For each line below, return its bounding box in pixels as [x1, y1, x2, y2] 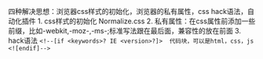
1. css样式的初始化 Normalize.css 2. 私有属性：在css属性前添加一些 [37, 16, 256, 26]
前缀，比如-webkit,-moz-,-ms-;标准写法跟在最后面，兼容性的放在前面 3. [8, 26, 242, 35]
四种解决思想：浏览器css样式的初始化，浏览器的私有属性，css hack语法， [8, 7, 248, 16]
